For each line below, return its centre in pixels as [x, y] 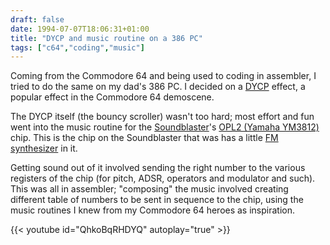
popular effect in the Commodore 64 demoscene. [112, 97]
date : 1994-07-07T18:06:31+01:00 [80, 29]
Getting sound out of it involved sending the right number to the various [158, 168]
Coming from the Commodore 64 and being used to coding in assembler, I [163, 76]
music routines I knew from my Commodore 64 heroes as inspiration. [153, 210]
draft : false [37, 19]
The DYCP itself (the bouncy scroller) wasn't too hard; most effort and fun [162, 117]
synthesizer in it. [44, 148]
